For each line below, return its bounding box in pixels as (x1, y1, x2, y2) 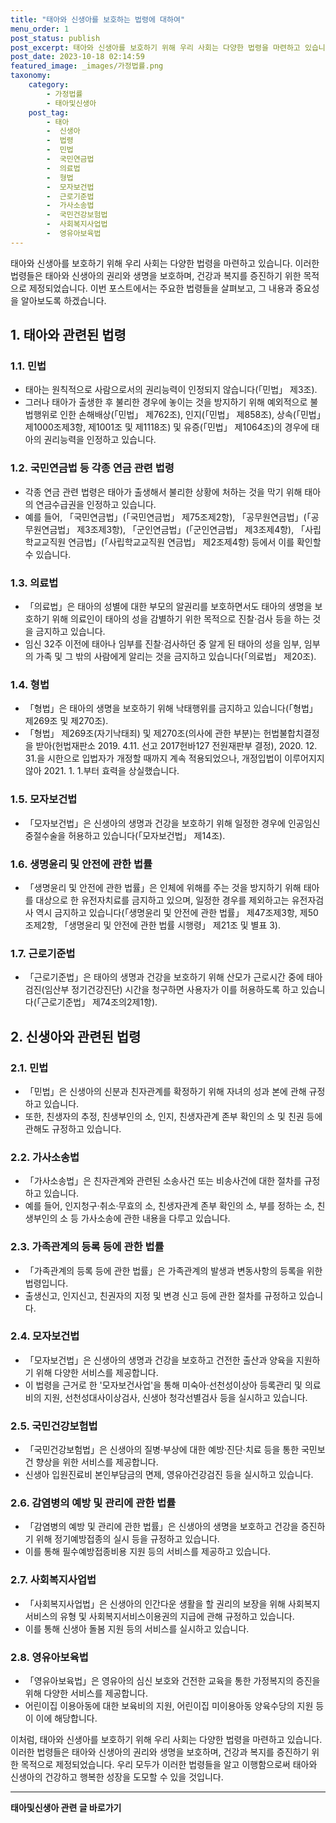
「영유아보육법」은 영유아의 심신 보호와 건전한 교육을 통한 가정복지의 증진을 (24, 1674, 321, 1686)
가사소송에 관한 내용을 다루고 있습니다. (80, 1212, 231, 1225)
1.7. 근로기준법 (10, 946, 76, 960)
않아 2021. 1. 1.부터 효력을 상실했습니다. (24, 765, 180, 777)
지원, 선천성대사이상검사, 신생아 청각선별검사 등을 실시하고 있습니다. (43, 1391, 308, 1403)
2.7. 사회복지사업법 (10, 1573, 97, 1587)
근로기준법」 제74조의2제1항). (40, 996, 158, 1008)
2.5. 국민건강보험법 (10, 1419, 98, 1433)
